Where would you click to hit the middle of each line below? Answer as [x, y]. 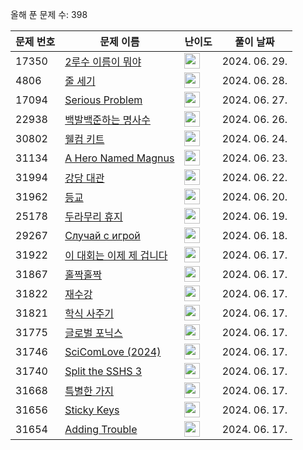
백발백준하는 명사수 [107, 120]
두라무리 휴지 [93, 216]
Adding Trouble [101, 429]
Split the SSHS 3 [103, 371]
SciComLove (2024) [113, 351]
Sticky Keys [92, 410]
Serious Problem [103, 100]
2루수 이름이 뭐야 [103, 61]
